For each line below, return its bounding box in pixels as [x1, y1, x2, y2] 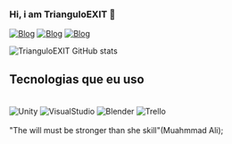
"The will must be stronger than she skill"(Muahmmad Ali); [9, 124, 224, 135]
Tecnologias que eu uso [9, 72, 145, 87]
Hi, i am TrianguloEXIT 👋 [9, 8, 116, 21]
